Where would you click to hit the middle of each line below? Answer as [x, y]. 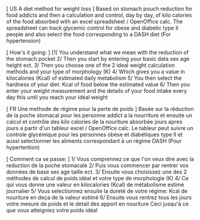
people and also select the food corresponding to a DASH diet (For [89, 34]
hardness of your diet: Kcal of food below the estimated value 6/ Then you [98, 84]
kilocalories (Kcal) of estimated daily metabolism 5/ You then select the [94, 78]
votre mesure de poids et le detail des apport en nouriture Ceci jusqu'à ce [98, 204]
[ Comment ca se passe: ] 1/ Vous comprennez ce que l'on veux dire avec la [100, 159]
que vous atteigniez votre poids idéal [52, 210]
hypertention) [23, 147]
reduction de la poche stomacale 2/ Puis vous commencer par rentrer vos [98, 165]
